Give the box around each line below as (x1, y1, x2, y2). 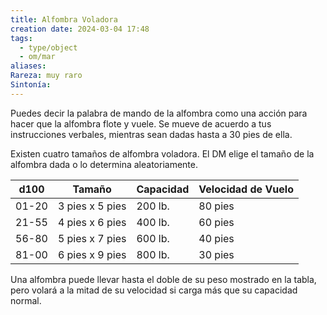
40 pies (198, 231, 235, 245)
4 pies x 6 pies (57, 215, 127, 229)
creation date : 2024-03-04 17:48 (10, 24, 150, 34)
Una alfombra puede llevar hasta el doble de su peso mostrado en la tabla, (10, 273, 317, 285)
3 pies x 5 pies (57, 199, 127, 213)
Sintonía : (10, 80, 52, 90)
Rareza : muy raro (10, 71, 83, 81)
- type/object (19, 42, 78, 53)
